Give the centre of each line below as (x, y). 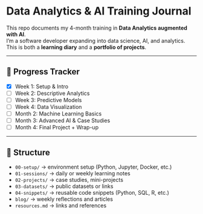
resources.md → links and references (61, 206)
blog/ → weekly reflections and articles (64, 199)
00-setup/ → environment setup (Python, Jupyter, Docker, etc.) (93, 167)
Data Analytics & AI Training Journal (99, 11)
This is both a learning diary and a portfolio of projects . (76, 47)
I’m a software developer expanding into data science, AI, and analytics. (96, 41)
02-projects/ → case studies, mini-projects (69, 180)
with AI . (16, 34)
